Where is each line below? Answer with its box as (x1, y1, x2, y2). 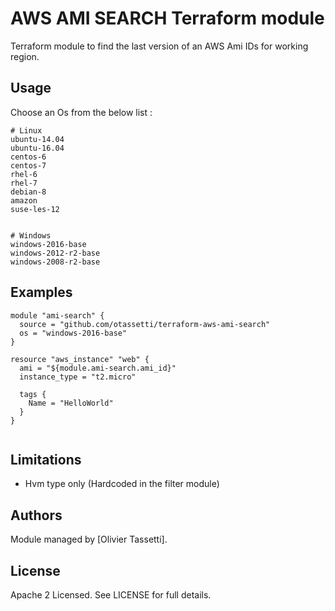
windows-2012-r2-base (10, 248, 101, 258)
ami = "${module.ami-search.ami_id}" (19, 363, 177, 373)
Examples (10, 284, 73, 301)
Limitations (10, 451, 82, 468)
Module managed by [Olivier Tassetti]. (10, 533, 168, 546)
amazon (10, 195, 38, 206)
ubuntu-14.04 (10, 134, 65, 144)
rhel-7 (10, 178, 38, 188)
